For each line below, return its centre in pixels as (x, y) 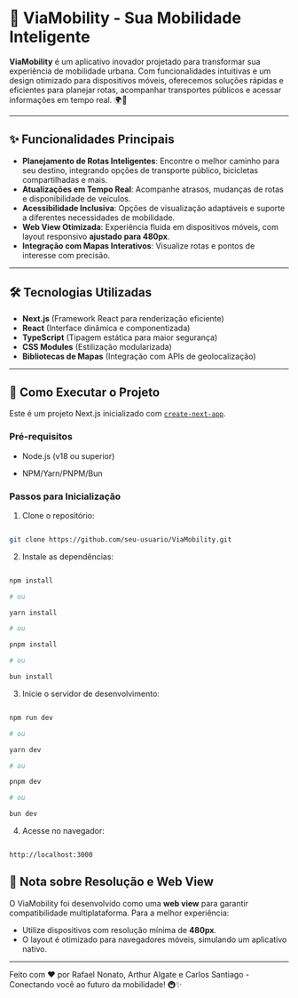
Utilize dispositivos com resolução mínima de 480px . (119, 930)
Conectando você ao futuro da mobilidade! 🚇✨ (96, 984)
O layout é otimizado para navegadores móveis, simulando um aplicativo (154, 939)
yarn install (33, 613)
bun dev (24, 814)
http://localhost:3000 (51, 855)
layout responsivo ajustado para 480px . (96, 236)
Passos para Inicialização (65, 496)
